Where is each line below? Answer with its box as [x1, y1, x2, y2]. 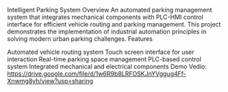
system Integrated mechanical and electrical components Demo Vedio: [7, 63, 207, 70]
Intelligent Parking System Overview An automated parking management [7, 6, 212, 14]
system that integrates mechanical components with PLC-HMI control [7, 13, 203, 21]
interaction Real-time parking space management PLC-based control [7, 55, 202, 63]
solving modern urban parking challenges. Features [7, 35, 153, 43]
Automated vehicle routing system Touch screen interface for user [7, 48, 194, 56]
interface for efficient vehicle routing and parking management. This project [7, 20, 221, 28]
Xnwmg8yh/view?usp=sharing [7, 77, 94, 85]
